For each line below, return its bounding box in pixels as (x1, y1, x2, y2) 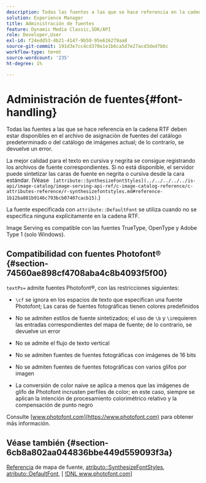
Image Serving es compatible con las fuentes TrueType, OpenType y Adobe (6, 224, 197, 232)
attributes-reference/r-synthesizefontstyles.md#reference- (6, 189, 164, 195)
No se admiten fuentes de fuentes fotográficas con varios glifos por (15, 363, 187, 371)
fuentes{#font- (104, 92, 183, 106)
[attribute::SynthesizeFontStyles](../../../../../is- (53, 178, 196, 184)
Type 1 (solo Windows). (6, 231, 66, 238)
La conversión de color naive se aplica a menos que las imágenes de (15, 382, 189, 389)
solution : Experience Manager (6, 15, 84, 21)
